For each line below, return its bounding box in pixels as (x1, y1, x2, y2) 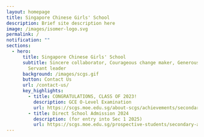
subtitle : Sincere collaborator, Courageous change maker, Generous (22, 59, 200, 65)
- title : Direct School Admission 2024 (28, 110, 129, 116)
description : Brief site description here (6, 20, 115, 26)
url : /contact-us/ (22, 82, 69, 89)
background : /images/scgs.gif (22, 71, 99, 77)
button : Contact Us (22, 76, 72, 82)
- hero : (12, 48, 32, 55)
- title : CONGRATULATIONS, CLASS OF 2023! (28, 93, 137, 99)
